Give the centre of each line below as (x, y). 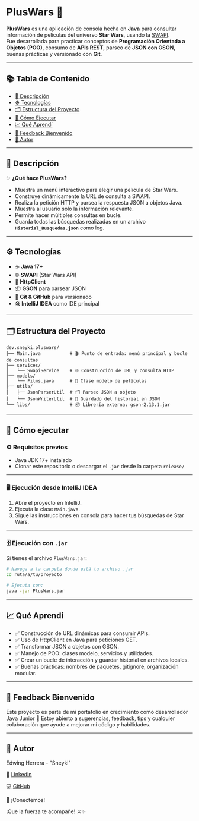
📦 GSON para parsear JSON (50, 288)
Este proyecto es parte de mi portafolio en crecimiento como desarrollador (97, 712)
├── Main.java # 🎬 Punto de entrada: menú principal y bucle (97, 354)
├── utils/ (20, 386)
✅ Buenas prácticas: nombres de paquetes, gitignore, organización (97, 666)
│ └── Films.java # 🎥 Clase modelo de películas (76, 381)
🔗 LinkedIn (19, 775)
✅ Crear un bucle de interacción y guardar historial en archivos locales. (102, 660)
